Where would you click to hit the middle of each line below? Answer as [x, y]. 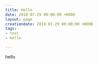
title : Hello [19, 10]
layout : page [19, 19]
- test [12, 33]
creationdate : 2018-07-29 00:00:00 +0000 [49, 24]
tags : [11, 29]
